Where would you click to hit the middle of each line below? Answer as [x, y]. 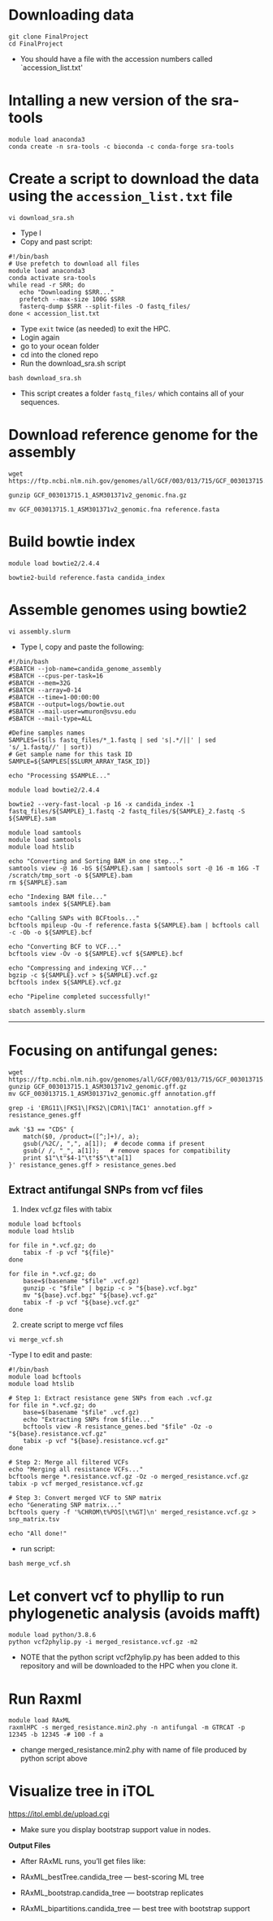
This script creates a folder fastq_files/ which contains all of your [132, 393]
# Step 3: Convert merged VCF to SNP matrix [85, 1498]
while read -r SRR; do [47, 285]
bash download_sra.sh [45, 378]
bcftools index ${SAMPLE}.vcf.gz [65, 982]
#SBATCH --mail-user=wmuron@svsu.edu [72, 711]
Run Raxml [45, 1699]
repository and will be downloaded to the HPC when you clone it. [129, 1666]
